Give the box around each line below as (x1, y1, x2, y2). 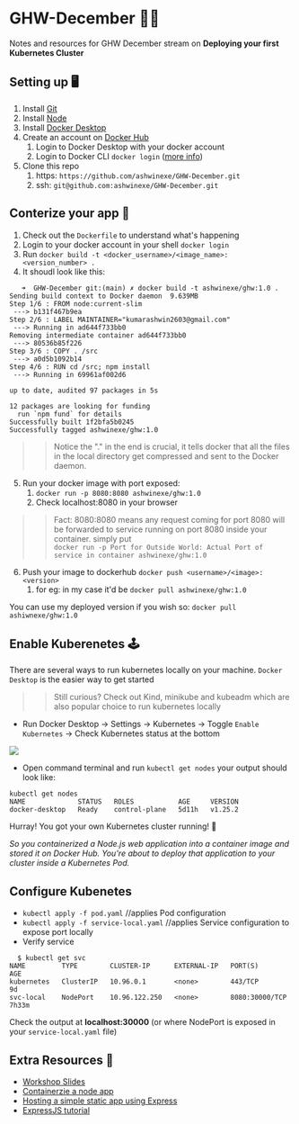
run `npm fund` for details (17, 409, 123, 418)
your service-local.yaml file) (9, 1026, 118, 1038)
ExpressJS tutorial (22, 1105, 91, 1115)
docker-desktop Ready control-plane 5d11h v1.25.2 (9, 805, 240, 814)
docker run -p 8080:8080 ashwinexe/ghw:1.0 (35, 489, 202, 498)
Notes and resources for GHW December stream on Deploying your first (9, 38, 280, 49)
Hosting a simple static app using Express (22, 1095, 178, 1106)
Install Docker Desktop (22, 121, 107, 133)
